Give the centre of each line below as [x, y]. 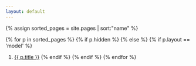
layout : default [25, 11]
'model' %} [19, 46]
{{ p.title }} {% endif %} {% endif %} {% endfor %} [75, 57]
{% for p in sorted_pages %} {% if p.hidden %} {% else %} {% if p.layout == [98, 39]
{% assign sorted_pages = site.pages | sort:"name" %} [72, 28]
